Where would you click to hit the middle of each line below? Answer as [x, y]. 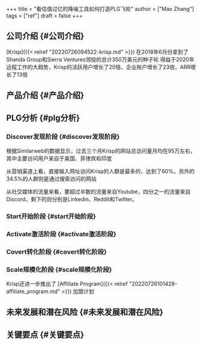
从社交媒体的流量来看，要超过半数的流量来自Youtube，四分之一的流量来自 [99, 192]
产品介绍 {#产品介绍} [45, 95]
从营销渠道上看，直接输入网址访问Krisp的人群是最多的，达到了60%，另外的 [100, 171]
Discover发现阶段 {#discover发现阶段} [63, 137]
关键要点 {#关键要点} [45, 334]
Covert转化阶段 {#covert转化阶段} [57, 251]
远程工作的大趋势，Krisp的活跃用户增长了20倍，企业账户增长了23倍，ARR [99, 67]
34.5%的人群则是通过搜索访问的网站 [52, 179]
